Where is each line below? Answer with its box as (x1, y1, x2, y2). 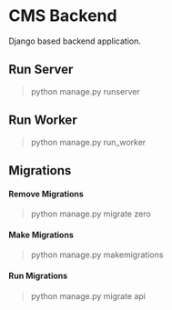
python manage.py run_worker (30, 136, 147, 147)
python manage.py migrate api (30, 290, 147, 301)
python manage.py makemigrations (30, 249, 164, 260)
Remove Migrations (8, 188, 84, 199)
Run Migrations (8, 270, 68, 281)
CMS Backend (8, 5, 117, 26)
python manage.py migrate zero (30, 208, 151, 219)
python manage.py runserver (30, 85, 140, 96)
